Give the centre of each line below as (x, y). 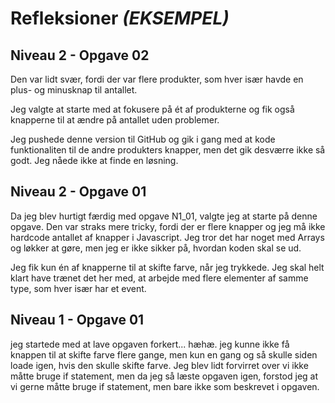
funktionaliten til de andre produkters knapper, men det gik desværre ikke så (168, 150)
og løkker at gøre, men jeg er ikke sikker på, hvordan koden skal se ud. (156, 248)
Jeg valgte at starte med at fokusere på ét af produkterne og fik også (152, 109)
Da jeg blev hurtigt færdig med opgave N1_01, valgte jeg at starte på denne (164, 216)
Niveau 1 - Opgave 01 (77, 320)
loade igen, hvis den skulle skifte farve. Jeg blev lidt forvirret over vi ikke (159, 365)
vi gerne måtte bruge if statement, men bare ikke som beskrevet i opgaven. (165, 386)
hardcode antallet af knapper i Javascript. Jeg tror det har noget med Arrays (167, 237)
